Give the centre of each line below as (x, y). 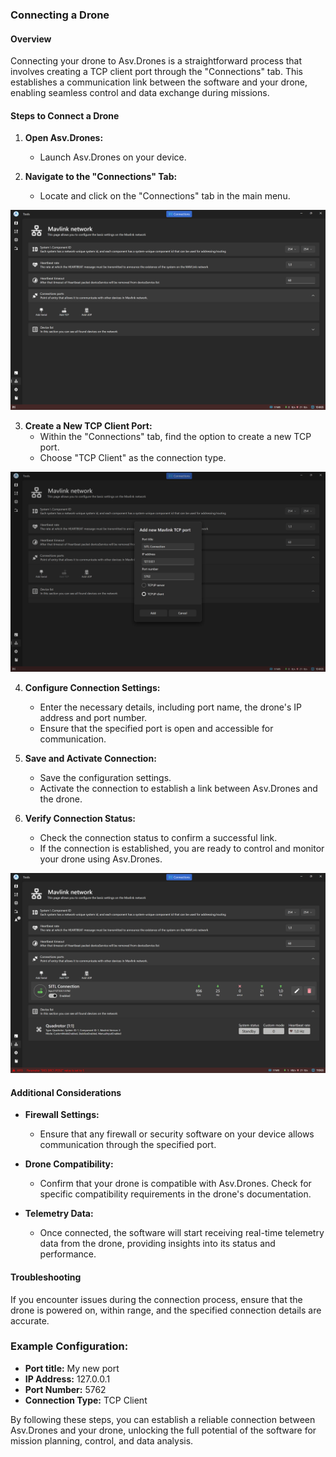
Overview (31, 39)
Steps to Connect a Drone (65, 115)
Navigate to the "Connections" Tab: (101, 177)
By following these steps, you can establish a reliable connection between (163, 1419)
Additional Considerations (66, 1092)
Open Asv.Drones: (64, 138)
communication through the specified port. (128, 1145)
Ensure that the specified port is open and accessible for (156, 729)
